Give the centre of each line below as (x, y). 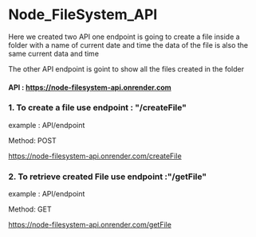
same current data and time (54, 53)
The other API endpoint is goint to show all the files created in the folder (126, 68)
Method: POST (33, 140)
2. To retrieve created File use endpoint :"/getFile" (108, 177)
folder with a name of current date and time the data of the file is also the (128, 45)
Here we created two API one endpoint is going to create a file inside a (124, 37)
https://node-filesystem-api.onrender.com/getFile (90, 225)
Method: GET (30, 209)
